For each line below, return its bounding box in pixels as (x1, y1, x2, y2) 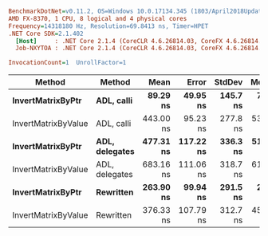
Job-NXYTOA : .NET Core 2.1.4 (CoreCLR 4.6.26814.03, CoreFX (15, 45, 223, 53)
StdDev (214, 77, 243, 88)
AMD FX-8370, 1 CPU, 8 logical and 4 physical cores (8, 14, 187, 22)
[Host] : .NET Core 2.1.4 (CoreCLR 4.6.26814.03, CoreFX (15, 37, 223, 45)
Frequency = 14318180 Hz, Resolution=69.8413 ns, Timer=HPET (8, 22, 209, 30)
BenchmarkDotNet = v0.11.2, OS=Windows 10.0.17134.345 (8, 7, 187, 15)
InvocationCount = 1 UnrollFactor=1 (8, 59, 127, 67)
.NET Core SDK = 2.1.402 (8, 29, 84, 37)
